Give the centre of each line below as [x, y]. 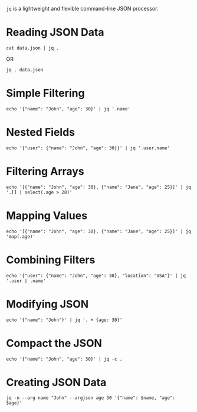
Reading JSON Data [55, 32]
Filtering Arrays [45, 171]
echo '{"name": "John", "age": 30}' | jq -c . [64, 359]
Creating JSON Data [56, 382]
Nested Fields [41, 133]
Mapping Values [47, 215]
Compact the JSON [54, 343]
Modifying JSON [47, 304]
